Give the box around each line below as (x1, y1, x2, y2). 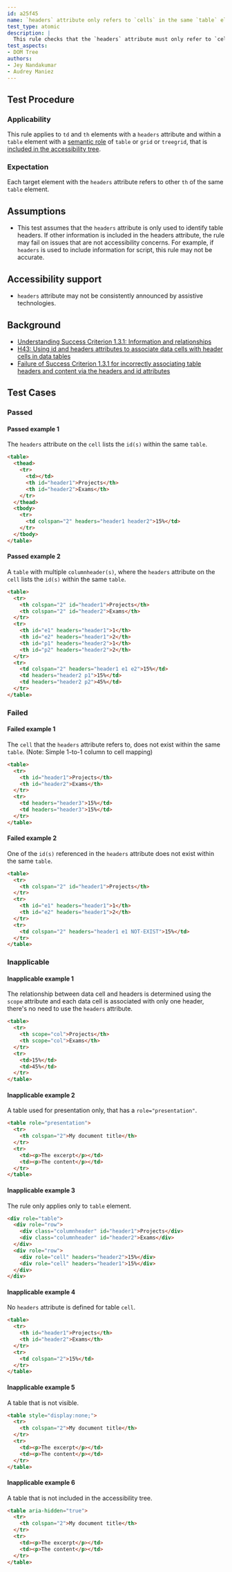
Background (7, 319, 61, 331)
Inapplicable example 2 (7, 1091, 75, 1099)
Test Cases (7, 387, 57, 399)
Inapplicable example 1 (7, 974, 75, 983)
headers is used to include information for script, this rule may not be (17, 246, 213, 254)
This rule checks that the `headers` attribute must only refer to (13, 36, 212, 43)
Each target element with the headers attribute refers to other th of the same (7, 178, 224, 186)
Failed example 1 (7, 725, 56, 733)
